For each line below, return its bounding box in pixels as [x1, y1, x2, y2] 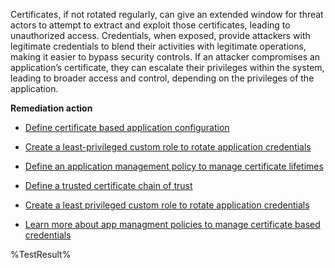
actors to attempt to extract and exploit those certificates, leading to [10, 19, 291, 31]
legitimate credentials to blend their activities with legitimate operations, [10, 40, 307, 52]
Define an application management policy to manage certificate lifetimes [24, 160, 324, 172]
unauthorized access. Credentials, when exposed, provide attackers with [10, 30, 311, 41]
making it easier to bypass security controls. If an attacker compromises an [10, 51, 321, 63]
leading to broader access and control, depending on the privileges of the [10, 72, 315, 84]
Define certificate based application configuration [24, 122, 230, 133]
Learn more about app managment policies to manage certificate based [24, 219, 321, 230]
